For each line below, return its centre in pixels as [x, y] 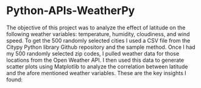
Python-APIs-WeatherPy [71, 11]
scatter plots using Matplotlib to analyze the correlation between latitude [97, 66]
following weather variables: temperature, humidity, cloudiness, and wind [98, 34]
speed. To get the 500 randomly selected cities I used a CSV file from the [98, 40]
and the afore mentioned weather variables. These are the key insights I [96, 73]
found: [15, 79]
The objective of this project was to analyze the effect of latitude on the [96, 28]
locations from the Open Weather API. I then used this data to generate [95, 60]
